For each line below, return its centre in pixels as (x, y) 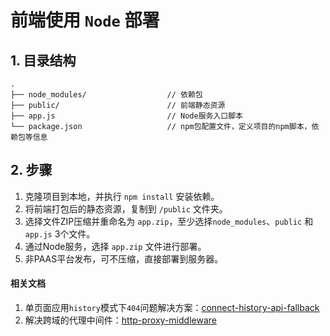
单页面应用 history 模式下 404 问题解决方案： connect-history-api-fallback (172, 308)
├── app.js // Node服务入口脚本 (127, 116)
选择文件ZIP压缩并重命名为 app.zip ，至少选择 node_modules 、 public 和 (169, 221)
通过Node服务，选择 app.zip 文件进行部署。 (115, 246)
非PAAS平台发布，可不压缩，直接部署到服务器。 (124, 258)
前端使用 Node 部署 (85, 20)
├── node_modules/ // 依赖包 (106, 95)
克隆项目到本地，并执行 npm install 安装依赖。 (122, 196)
